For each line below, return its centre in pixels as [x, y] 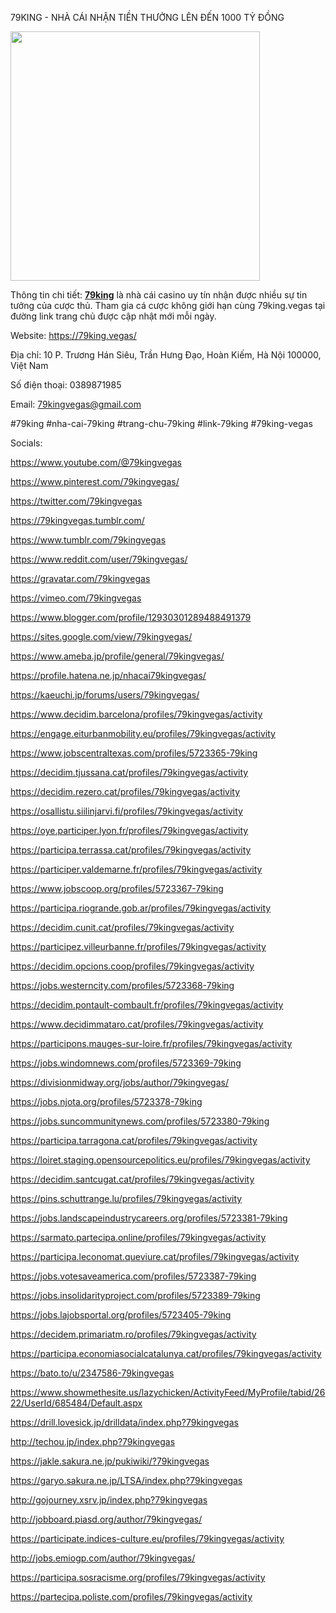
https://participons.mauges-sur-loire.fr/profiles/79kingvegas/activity [151, 1043]
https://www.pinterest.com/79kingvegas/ [95, 481]
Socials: [26, 443]
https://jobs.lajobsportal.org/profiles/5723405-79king [121, 1315]
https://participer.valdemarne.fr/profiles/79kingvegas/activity [136, 869]
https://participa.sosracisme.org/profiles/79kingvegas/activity [138, 1577]
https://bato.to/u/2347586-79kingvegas [92, 1373]
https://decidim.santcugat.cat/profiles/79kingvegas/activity [132, 1179]
